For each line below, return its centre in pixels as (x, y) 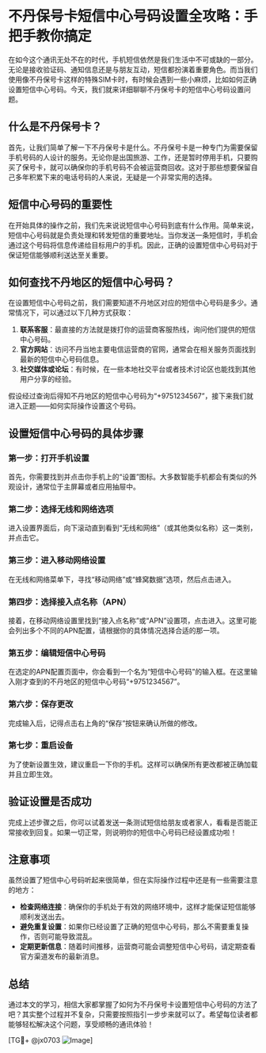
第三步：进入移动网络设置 (57, 560)
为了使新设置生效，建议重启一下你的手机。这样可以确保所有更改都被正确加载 (133, 764)
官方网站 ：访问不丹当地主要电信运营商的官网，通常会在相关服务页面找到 (137, 349)
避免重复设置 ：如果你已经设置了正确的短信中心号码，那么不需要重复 (131, 927)
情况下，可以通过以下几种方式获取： (74, 313)
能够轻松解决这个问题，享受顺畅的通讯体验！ (81, 1024)
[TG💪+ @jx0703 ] (51, 1040)
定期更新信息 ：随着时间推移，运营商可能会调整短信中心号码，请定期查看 (137, 947)
